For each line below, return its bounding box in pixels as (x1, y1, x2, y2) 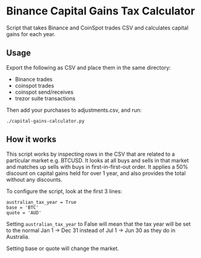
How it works (6, 134, 57, 145)
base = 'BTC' (6, 204, 39, 210)
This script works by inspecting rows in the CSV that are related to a (6, 150, 175, 158)
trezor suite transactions (14, 94, 76, 102)
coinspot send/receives (14, 88, 74, 96)
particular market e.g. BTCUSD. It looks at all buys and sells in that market (6, 156, 189, 164)
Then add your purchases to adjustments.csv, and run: (6, 106, 142, 114)
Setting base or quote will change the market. (6, 245, 119, 252)
